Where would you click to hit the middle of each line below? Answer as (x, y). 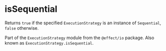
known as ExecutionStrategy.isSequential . (49, 43)
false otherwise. (22, 28)
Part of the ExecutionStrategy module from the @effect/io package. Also (80, 38)
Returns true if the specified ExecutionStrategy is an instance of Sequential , (83, 23)
